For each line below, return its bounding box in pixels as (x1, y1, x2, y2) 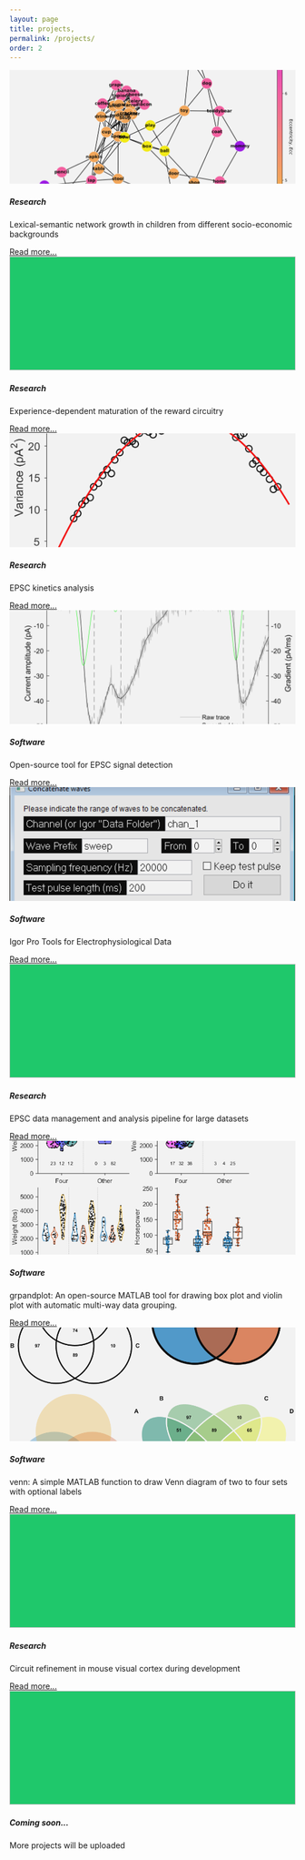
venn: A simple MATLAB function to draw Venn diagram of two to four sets (9, 1477, 288, 1487)
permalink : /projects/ (9, 34, 95, 43)
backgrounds (9, 228, 59, 240)
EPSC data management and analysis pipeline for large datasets (9, 1113, 250, 1124)
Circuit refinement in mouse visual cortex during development (9, 1663, 241, 1673)
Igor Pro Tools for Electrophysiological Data (9, 936, 172, 947)
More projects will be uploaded (9, 1839, 125, 1851)
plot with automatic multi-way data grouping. (9, 1299, 178, 1310)
